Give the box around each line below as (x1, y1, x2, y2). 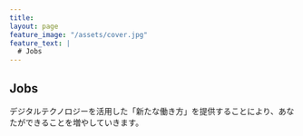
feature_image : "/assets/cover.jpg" (9, 30, 148, 39)
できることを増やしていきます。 (24, 117, 143, 128)
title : (9, 13, 34, 23)
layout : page (9, 22, 59, 31)
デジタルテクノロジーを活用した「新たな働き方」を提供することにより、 (9, 105, 279, 116)
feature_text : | (9, 38, 71, 48)
